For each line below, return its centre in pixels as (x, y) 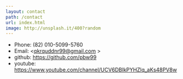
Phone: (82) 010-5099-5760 (48, 45)
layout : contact (25, 11)
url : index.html (25, 22)
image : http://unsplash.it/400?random (53, 28)
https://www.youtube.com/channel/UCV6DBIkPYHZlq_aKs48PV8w (96, 70)
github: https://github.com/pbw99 (55, 57)
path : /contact (24, 17)
